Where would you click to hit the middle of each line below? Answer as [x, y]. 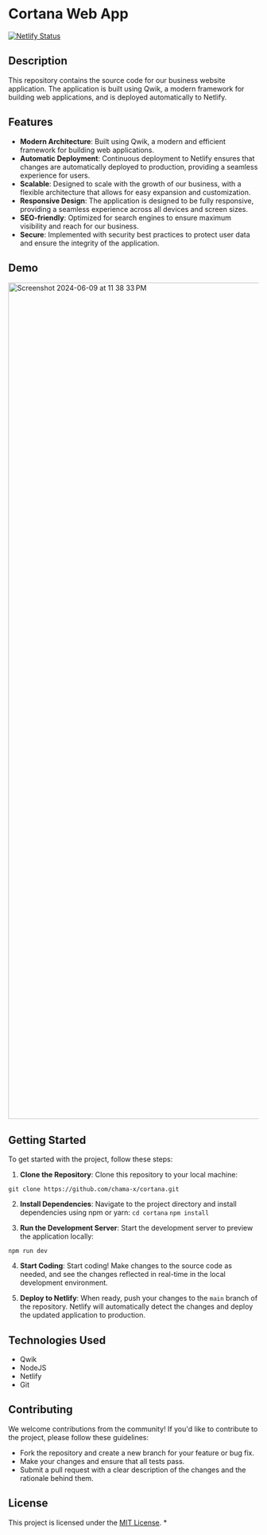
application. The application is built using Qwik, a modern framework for [126, 88]
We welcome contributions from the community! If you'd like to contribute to [133, 1429]
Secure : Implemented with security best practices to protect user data [135, 234]
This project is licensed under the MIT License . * [88, 1522]
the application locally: [56, 1236]
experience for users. [55, 175]
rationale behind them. [56, 1478]
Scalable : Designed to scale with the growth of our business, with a [130, 183]
